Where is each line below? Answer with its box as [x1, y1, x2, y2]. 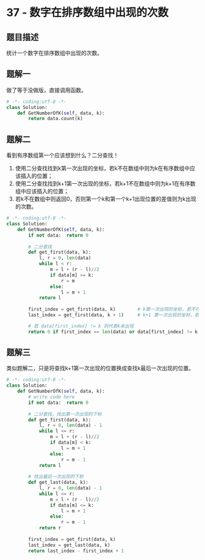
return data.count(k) [28, 116, 84, 122]
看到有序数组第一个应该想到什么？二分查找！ [6, 151, 119, 159]
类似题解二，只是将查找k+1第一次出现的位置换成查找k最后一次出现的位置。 [6, 365, 194, 372]
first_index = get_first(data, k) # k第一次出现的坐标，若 [28, 306, 192, 312]
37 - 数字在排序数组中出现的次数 [6, 6, 169, 20]
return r [38, 525, 62, 531]
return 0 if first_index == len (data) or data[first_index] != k [28, 328, 198, 335]
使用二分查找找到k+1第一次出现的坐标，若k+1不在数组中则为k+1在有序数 [15, 180, 196, 187]
